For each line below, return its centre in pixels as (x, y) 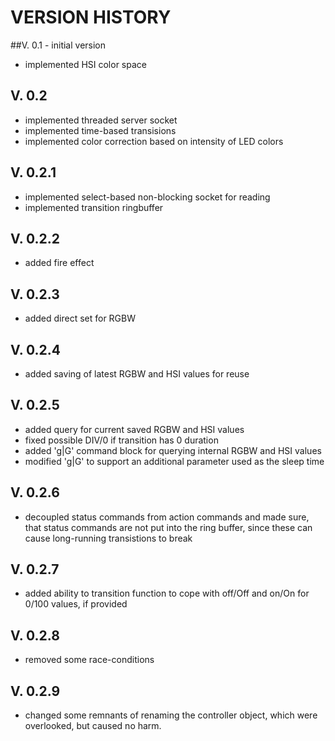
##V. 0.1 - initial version (58, 45)
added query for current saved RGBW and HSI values (134, 429)
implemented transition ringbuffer (94, 207)
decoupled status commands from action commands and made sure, (167, 517)
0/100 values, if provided (76, 604)
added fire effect (59, 263)
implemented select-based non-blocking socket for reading (147, 197)
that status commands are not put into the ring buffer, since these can (168, 527)
